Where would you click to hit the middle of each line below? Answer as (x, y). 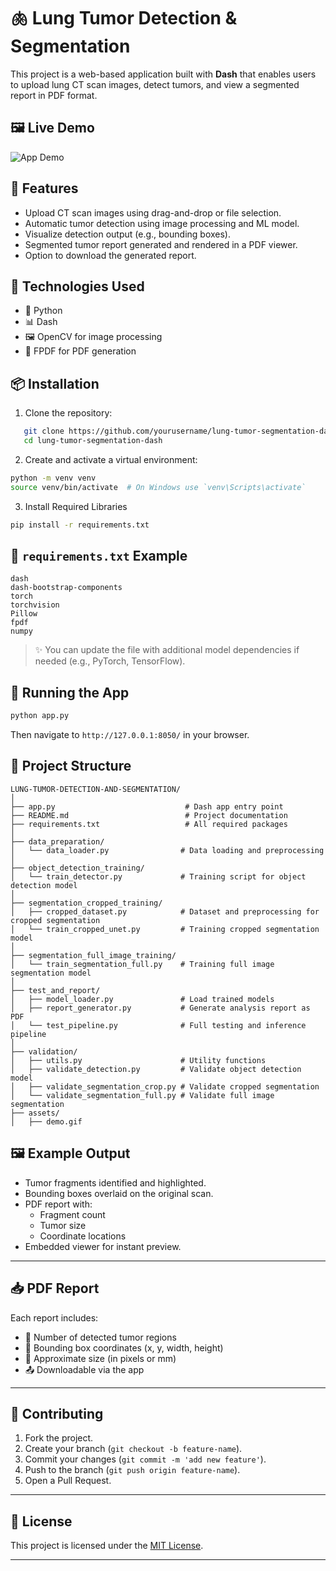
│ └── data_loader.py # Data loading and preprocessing (167, 850)
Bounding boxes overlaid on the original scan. (119, 1193)
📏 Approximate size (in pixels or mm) (100, 1358)
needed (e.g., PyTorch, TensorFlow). (110, 661)
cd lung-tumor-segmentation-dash (93, 441)
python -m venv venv (53, 478)
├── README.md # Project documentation (149, 815)
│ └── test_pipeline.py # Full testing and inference (158, 1025)
